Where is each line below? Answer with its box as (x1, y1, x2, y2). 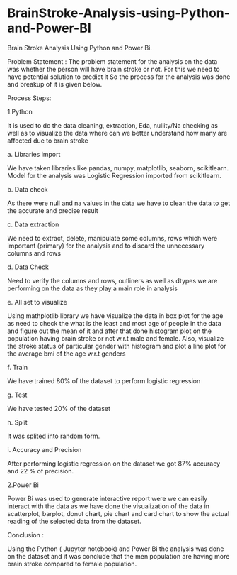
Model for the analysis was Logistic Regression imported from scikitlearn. (7, 171, 221, 180)
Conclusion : (7, 530, 44, 539)
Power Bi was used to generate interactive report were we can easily (7, 494, 208, 503)
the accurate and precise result (7, 206, 99, 214)
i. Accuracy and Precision (7, 445, 82, 454)
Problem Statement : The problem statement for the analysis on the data (7, 57, 218, 65)
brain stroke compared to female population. (7, 559, 137, 568)
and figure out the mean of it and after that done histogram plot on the (7, 327, 212, 335)
